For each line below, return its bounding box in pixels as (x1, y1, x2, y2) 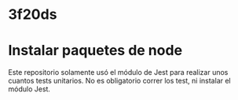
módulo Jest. (8, 84, 51, 94)
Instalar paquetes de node (8, 42, 183, 60)
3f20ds (8, 6, 57, 24)
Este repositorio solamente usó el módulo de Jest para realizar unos (8, 68, 229, 77)
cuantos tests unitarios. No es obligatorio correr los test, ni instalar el (8, 76, 231, 86)
